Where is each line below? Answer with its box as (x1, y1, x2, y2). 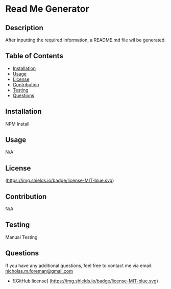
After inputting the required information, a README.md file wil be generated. (5, 37, 166, 43)
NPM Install (5, 121, 30, 127)
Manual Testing (5, 234, 38, 240)
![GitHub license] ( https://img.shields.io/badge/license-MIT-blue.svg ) (12, 278, 158, 284)
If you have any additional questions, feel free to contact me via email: (5, 262, 153, 269)
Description (5, 23, 43, 32)
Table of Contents (5, 52, 64, 60)
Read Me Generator (5, 3, 89, 15)
